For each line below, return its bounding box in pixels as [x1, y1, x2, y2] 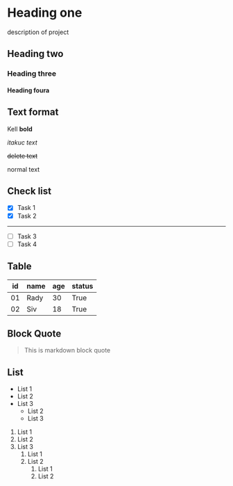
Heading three [7, 69, 57, 79]
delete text [7, 152, 38, 160]
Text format [7, 106, 59, 118]
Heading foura [7, 86, 50, 95]
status [71, 281, 94, 291]
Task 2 [17, 211, 37, 220]
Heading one [7, 5, 83, 21]
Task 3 [17, 232, 37, 241]
